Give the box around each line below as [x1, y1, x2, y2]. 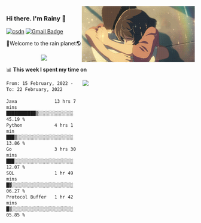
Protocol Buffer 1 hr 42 [6, 194, 74, 200]
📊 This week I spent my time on [6, 66, 87, 74]
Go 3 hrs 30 [6, 146, 77, 152]
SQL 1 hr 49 [6, 170, 74, 176]
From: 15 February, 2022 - [6, 81, 74, 87]
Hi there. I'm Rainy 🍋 [6, 14, 66, 23]
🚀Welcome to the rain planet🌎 [6, 40, 81, 47]
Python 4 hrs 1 [6, 123, 74, 129]
